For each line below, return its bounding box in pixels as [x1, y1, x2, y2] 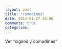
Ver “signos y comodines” [5, 38, 58, 44]
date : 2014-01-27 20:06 [5, 16, 54, 21]
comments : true [5, 20, 36, 26]
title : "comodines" [5, 12, 45, 16]
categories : [5, 25, 29, 30]
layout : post [5, 7, 32, 12]
